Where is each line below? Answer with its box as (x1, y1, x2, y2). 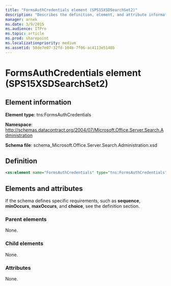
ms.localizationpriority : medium (5, 41, 76, 46)
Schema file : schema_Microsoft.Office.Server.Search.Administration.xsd (5, 142, 158, 148)
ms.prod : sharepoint (5, 36, 49, 41)
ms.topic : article (5, 31, 44, 36)
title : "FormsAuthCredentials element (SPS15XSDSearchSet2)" (5, 7, 138, 13)
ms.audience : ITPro (5, 26, 47, 31)
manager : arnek (5, 17, 38, 22)
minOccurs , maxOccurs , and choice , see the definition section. (5, 203, 140, 209)
